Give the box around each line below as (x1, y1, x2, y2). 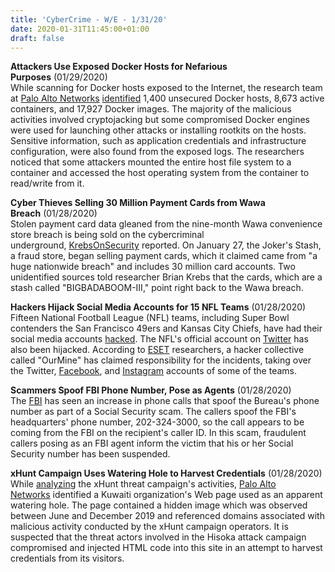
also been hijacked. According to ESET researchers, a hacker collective (10, 344, 305, 356)
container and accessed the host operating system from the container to (10, 167, 310, 179)
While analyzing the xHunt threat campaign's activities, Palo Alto (10, 478, 277, 490)
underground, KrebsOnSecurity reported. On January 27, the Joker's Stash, (10, 239, 322, 251)
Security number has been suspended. (10, 448, 171, 460)
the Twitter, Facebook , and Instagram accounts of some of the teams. (10, 365, 298, 377)
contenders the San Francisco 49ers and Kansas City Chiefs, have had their (10, 322, 323, 335)
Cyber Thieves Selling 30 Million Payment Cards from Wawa (10, 197, 266, 209)
